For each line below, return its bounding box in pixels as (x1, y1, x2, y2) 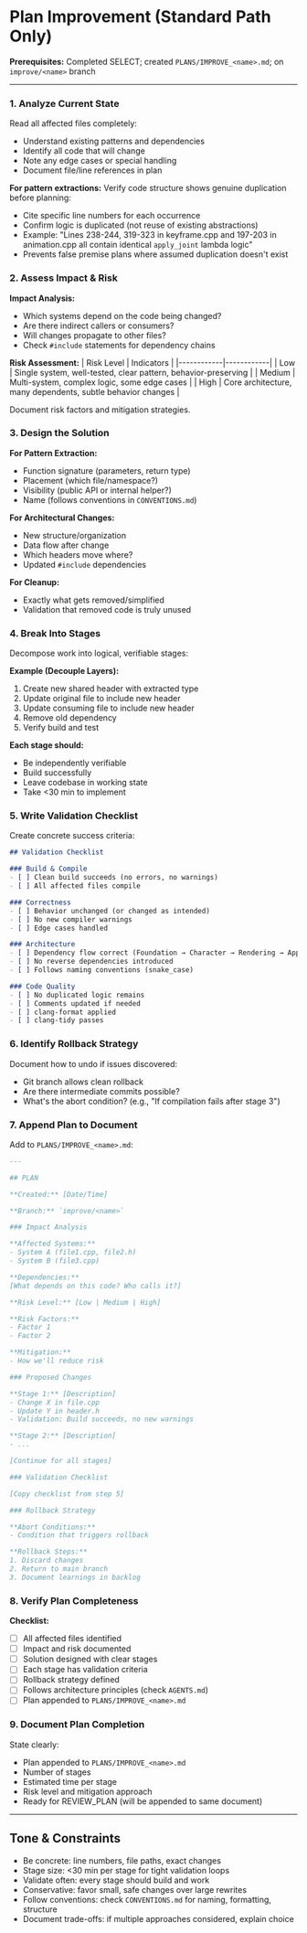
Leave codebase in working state (22, 777, 148, 788)
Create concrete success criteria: (9, 830, 135, 841)
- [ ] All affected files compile (9, 881, 142, 891)
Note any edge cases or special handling (22, 155, 177, 166)
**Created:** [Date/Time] (9, 1190, 108, 1199)
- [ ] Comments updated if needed (9, 999, 142, 1008)
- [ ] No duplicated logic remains (9, 990, 145, 999)
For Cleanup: (9, 576, 60, 587)
